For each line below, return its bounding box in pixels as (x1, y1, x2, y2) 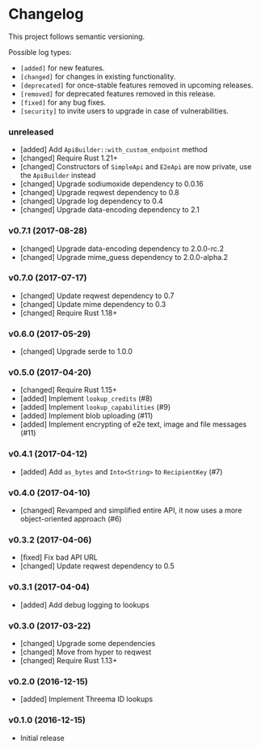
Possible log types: (8, 47, 72, 57)
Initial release (19, 733, 65, 743)
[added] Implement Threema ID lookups (19, 694, 154, 704)
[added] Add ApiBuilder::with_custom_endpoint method (19, 145, 208, 155)
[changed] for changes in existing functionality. (19, 71, 176, 81)
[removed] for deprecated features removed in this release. (19, 88, 216, 98)
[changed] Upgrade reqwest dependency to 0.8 (19, 188, 179, 198)
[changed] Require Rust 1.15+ (19, 385, 117, 395)
